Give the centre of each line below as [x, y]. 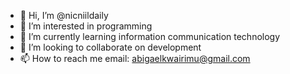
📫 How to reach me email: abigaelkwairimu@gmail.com [135, 58]
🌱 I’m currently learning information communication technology [150, 36]
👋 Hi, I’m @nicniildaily [64, 15]
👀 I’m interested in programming [86, 26]
